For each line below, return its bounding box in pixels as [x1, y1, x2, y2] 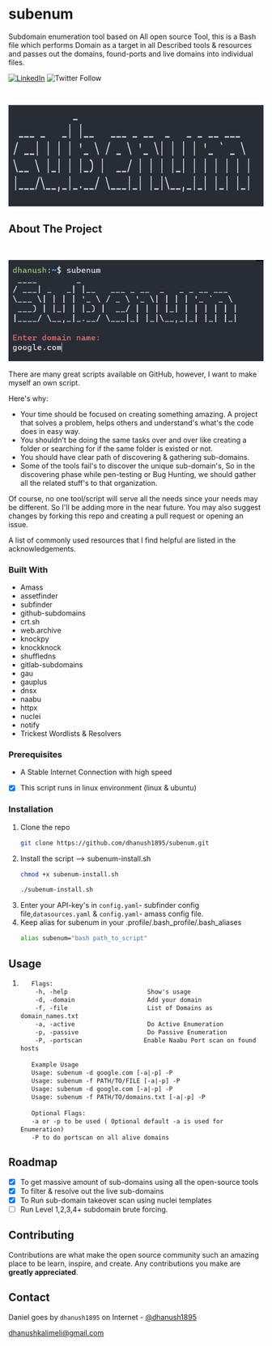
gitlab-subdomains [19, 660, 83, 670]
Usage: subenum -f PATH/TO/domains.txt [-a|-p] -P [31, 1093, 206, 1101]
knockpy [19, 634, 49, 644]
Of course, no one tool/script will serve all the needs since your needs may [8, 493, 258, 503]
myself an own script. [8, 377, 81, 387]
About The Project [8, 222, 103, 236]
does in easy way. [19, 426, 81, 436]
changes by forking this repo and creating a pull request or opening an [8, 511, 244, 521]
